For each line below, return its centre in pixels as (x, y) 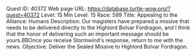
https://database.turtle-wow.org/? (129, 9)
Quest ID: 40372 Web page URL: (46, 9)
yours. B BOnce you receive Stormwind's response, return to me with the (95, 40)
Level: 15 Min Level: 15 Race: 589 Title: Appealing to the (109, 15)
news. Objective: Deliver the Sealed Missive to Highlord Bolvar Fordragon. (97, 46)
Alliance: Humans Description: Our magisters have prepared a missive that (98, 21)
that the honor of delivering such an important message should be (88, 34)
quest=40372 (23, 15)
